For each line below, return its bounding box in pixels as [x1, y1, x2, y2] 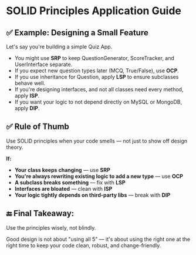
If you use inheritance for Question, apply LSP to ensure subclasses [14, 74, 179, 80]
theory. [6, 143, 23, 151]
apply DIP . [14, 105, 40, 111]
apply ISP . [14, 92, 40, 99]
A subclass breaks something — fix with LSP [14, 178, 126, 186]
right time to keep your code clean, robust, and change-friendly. [6, 241, 161, 249]
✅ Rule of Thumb [6, 122, 69, 132]
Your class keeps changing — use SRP [14, 166, 110, 173]
